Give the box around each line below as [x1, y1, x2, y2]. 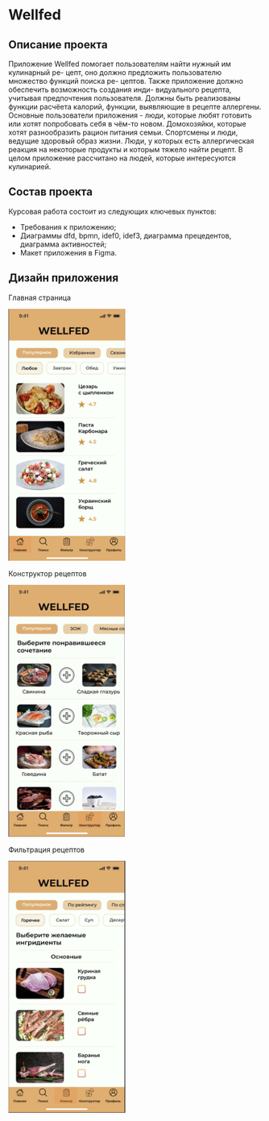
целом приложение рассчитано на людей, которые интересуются [8, 153, 236, 163]
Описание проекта [8, 38, 108, 52]
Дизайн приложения [8, 272, 119, 285]
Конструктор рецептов [8, 568, 87, 578]
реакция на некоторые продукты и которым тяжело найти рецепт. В [8, 145, 243, 154]
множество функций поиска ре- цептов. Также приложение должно [8, 77, 244, 85]
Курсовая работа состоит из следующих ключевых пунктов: [8, 206, 217, 216]
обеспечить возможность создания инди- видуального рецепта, [8, 85, 232, 94]
